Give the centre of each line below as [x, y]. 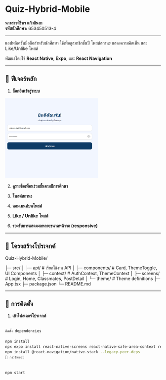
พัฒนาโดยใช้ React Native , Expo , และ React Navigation [59, 58]
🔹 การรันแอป [15, 357]
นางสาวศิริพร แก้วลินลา [24, 23]
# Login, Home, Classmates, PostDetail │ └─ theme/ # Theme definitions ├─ [83, 279]
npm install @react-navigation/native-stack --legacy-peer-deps [73, 352]
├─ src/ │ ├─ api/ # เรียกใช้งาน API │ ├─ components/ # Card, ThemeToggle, [81, 268]
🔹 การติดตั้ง [19, 304]
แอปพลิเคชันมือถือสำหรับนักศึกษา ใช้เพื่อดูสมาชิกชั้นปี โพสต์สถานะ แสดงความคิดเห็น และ [76, 43]
